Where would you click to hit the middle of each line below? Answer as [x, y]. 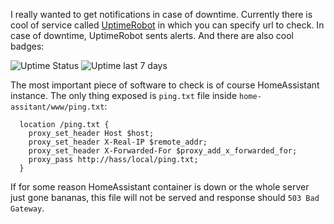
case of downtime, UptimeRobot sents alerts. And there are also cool [152, 35]
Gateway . [27, 208]
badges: [27, 46]
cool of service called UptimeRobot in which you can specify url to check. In [167, 25]
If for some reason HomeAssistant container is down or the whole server [160, 187]
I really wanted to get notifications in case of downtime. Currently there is [161, 14]
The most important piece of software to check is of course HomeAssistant [165, 85]
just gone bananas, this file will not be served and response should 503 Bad [165, 197]
